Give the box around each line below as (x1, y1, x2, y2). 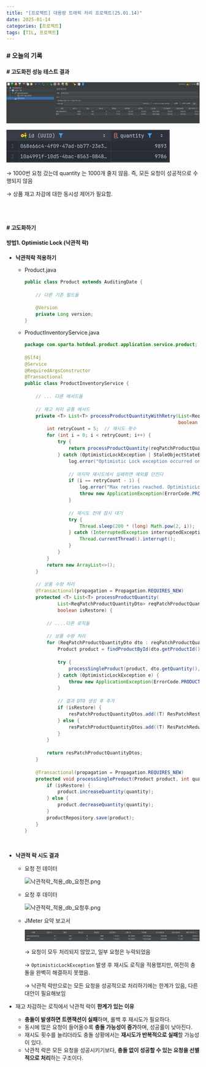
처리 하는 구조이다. (40, 1054, 84, 1061)
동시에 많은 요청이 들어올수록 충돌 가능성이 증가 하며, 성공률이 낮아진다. (24, 1023, 193, 1031)
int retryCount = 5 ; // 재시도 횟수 (46, 426, 137, 432)
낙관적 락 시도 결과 (15, 851, 59, 859)
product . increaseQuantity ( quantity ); (57, 789, 154, 795)
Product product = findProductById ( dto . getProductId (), (57, 646, 204, 653)
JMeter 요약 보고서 (24, 916, 71, 924)
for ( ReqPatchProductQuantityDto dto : (46, 640, 148, 646)
